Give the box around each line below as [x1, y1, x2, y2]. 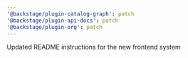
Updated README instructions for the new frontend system [6, 43, 181, 52]
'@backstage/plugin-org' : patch [6, 23, 103, 30]
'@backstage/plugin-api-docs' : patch [6, 17, 119, 24]
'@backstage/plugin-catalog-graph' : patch [6, 10, 135, 18]
